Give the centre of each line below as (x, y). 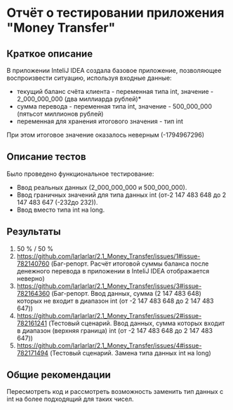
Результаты (34, 232)
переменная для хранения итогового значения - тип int (100, 121)
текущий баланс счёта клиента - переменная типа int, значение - (115, 91)
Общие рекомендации (59, 375)
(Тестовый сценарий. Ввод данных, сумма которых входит (137, 323)
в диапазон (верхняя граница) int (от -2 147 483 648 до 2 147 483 (115, 330)
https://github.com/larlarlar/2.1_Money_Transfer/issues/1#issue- (108, 256)
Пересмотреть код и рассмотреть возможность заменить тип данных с (115, 392)
